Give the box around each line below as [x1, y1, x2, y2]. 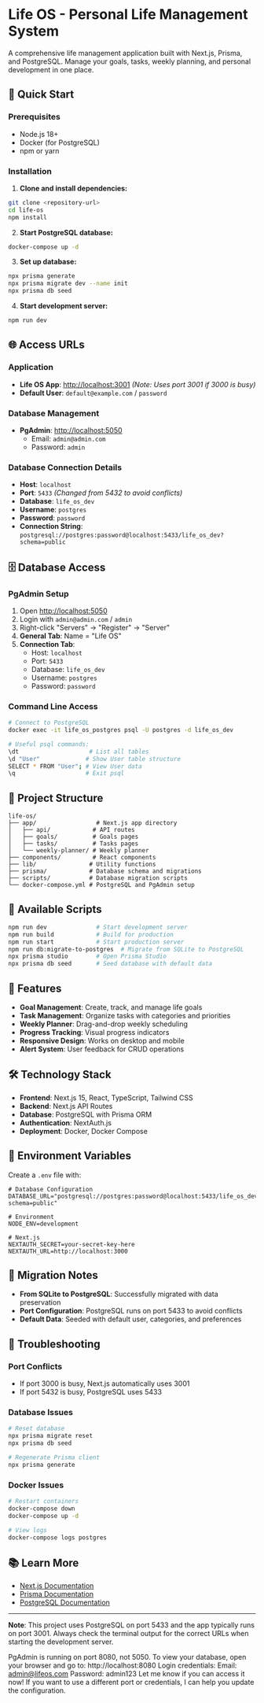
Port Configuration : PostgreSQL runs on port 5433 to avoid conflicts [19, 1306, 243, 1316]
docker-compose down [8, 1505, 76, 1513]
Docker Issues [8, 1480, 64, 1491]
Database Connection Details [8, 462, 123, 473]
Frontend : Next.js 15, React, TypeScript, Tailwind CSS [19, 1092, 194, 1103]
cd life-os [8, 206, 44, 214]
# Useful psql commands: [8, 740, 90, 748]
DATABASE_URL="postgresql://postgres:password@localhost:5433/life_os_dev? [8, 1192, 262, 1200]
